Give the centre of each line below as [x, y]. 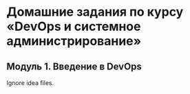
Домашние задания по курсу [95, 12]
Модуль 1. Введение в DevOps [74, 66]
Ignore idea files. [30, 83]
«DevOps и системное [74, 26]
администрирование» [74, 41]
